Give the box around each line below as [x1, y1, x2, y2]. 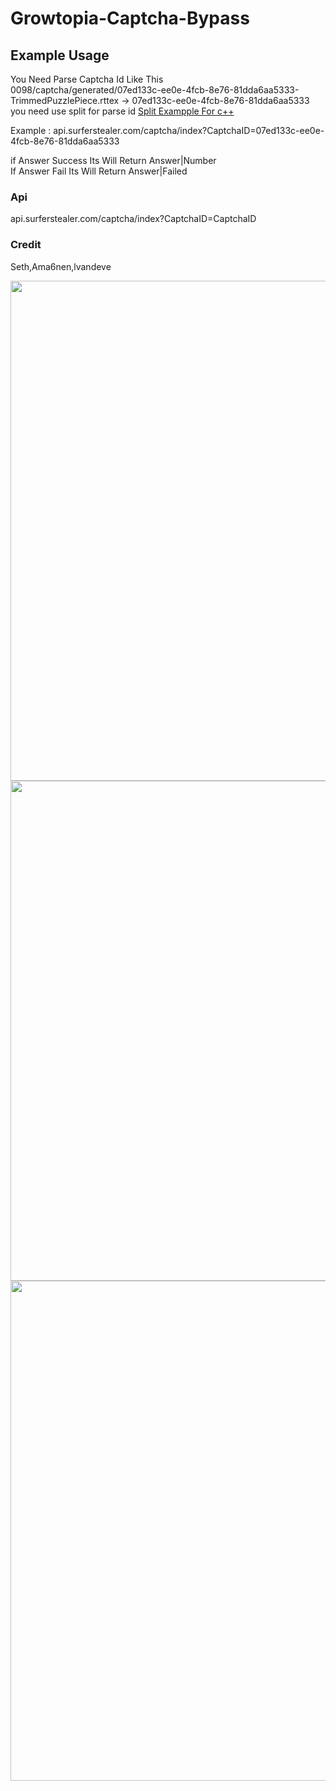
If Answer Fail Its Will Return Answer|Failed [10, 165, 188, 177]
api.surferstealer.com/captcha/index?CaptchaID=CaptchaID [10, 213, 257, 225]
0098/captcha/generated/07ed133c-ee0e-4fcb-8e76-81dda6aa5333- [10, 84, 300, 96]
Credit [10, 238, 42, 252]
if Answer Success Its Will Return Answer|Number [10, 155, 217, 166]
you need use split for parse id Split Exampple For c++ [10, 105, 235, 117]
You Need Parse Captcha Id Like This [10, 73, 164, 85]
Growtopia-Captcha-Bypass [10, 7, 250, 30]
